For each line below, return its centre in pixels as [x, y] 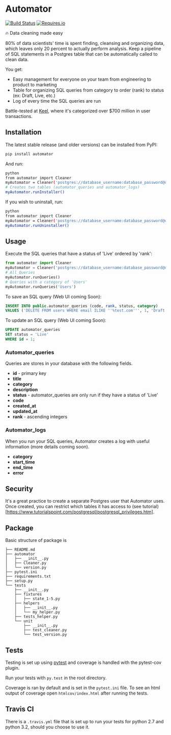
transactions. [19, 116]
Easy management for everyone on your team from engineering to [82, 79]
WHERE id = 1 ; [20, 339]
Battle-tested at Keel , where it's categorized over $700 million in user [78, 111]
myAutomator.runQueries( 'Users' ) [41, 287]
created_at [24, 406]
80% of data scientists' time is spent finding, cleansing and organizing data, [85, 43]
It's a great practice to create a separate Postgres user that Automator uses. [85, 501]
